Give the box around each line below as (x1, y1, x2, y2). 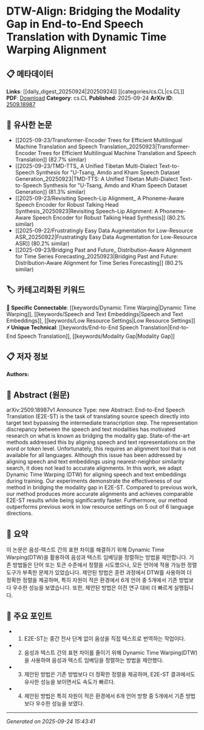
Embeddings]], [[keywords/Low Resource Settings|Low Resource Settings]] (6, 317, 195, 324)
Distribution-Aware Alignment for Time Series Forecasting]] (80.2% (15, 259, 184, 266)
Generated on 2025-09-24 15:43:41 (6, 717, 95, 725)
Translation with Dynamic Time (6, 30, 167, 44)
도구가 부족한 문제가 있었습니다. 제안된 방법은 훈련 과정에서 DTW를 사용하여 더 (6, 569, 192, 576)
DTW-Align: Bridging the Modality (6, 4, 181, 18)
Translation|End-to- (139, 323, 189, 331)
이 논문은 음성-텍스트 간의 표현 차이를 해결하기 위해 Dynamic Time (6, 546, 165, 554)
